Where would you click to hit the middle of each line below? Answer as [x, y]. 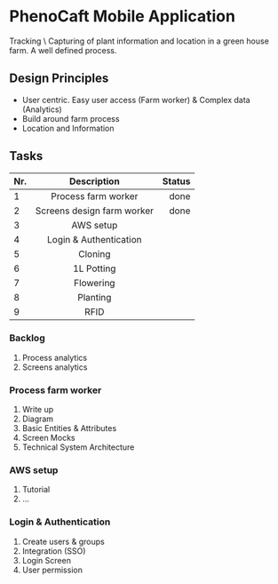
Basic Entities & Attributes [69, 428]
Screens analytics [55, 367]
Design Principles [59, 79]
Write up [38, 410]
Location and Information [68, 128]
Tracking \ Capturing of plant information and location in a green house [139, 41]
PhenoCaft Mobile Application [122, 16]
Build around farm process [71, 118]
